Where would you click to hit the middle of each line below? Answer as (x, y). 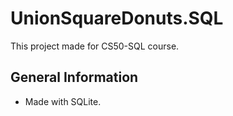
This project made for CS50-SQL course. (95, 46)
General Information (74, 77)
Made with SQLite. (63, 101)
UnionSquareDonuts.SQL (117, 18)
